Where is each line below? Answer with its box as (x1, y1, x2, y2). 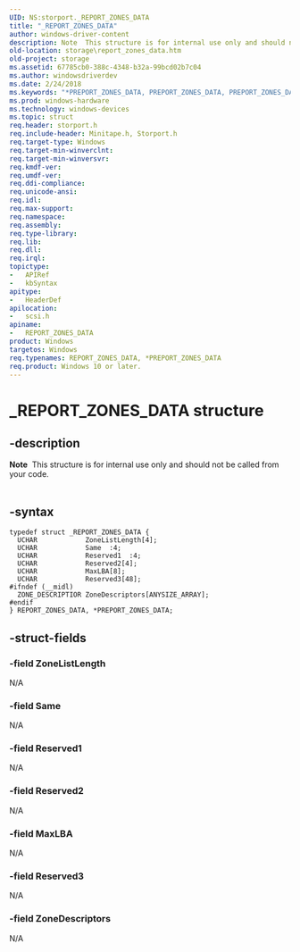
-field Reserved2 (9, 785, 85, 798)
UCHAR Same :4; (17, 544, 122, 553)
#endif (9, 598, 34, 607)
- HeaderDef (9, 296, 62, 305)
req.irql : (9, 254, 46, 263)
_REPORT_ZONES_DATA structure (9, 400, 264, 421)
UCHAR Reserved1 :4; (17, 551, 142, 561)
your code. (9, 469, 49, 480)
